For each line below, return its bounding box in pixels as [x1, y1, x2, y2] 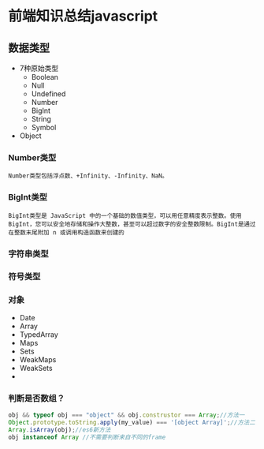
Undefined [31, 89, 66, 99]
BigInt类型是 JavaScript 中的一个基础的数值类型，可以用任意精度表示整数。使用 [8, 211, 242, 219]
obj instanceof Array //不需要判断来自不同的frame [8, 433, 166, 441]
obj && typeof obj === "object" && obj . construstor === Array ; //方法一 [8, 411, 245, 419]
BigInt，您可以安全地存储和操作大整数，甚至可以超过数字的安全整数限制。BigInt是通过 [8, 220, 256, 228]
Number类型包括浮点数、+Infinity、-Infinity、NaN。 [8, 172, 169, 180]
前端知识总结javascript [8, 7, 158, 25]
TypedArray [19, 329, 59, 339]
